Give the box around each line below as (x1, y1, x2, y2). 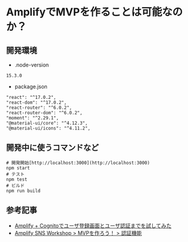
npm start (6, 165, 31, 171)
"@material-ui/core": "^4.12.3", (6, 120, 88, 126)
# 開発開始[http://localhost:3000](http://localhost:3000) (6, 160, 150, 165)
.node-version (14, 61, 49, 68)
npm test (6, 176, 28, 183)
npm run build (6, 188, 41, 194)
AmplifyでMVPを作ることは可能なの (6, 5, 183, 19)
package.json (14, 83, 48, 90)
